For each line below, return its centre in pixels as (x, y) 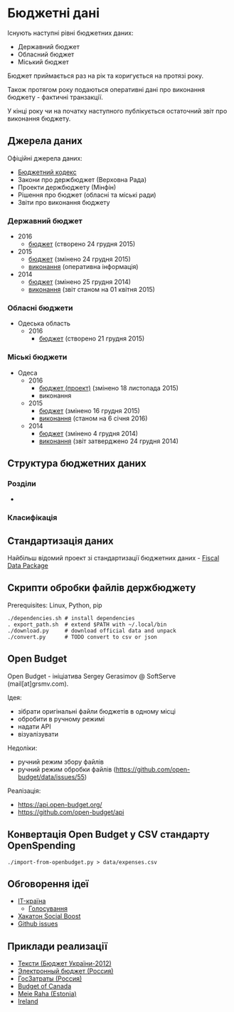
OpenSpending (42, 846)
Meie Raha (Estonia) (47, 994)
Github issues (38, 924)
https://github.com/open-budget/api (71, 812)
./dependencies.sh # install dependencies (71, 618)
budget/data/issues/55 (51, 776)
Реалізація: (24, 791)
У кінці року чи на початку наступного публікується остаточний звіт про (117, 111)
